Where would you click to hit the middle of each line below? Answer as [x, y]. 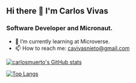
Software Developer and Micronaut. [60, 28]
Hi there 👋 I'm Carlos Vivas [57, 11]
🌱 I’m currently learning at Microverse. [62, 41]
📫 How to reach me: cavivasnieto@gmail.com [72, 48]
